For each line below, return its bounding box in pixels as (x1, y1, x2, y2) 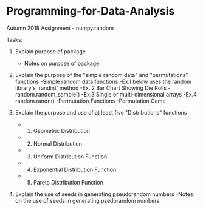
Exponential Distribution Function (33, 166, 117, 173)
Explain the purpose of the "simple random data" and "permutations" (15, 71, 188, 78)
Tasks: (6, 36, 23, 43)
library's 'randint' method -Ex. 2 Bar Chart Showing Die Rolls (15, 84, 167, 92)
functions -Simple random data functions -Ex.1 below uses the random (15, 78, 192, 85)
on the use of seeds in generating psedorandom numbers (15, 197, 160, 204)
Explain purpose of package (15, 47, 86, 55)
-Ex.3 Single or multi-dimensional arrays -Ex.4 (81, 90, 198, 98)
